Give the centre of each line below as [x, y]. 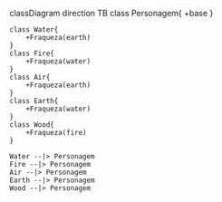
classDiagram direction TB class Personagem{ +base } [111, 13]
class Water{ [34, 30]
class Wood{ [32, 125]
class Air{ [30, 77]
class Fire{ [32, 53]
